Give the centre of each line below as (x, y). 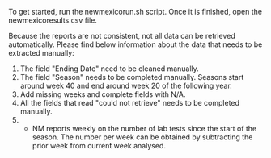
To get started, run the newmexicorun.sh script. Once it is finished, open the (135, 12)
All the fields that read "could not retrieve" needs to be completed (130, 103)
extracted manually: (41, 53)
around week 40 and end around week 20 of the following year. (126, 85)
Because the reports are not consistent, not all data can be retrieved (122, 36)
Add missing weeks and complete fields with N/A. (103, 94)
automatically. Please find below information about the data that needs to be (135, 44)
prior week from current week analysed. (99, 146)
